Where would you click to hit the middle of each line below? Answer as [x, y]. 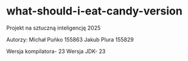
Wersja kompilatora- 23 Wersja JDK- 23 [56, 51]
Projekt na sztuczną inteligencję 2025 [54, 28]
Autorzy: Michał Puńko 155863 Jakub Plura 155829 [70, 39]
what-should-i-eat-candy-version [94, 11]
